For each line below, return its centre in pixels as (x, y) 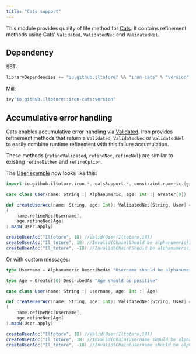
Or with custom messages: (38, 259)
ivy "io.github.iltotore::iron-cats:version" (61, 99)
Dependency (30, 53)
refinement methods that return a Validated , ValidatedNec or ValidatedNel (95, 138)
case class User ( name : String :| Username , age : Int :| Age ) (82, 291)
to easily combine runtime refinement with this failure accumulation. (87, 144)
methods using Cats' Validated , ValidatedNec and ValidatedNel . (83, 34)
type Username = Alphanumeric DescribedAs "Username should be (85, 270)
